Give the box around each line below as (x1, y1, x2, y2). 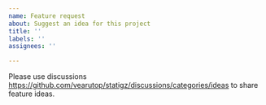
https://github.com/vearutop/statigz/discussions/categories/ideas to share (8, 81, 259, 90)
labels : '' (8, 34, 46, 43)
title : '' (8, 27, 42, 35)
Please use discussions (8, 72, 87, 81)
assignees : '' (8, 42, 57, 50)
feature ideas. (8, 89, 55, 98)
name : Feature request (8, 11, 85, 20)
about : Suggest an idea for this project (8, 20, 151, 28)
